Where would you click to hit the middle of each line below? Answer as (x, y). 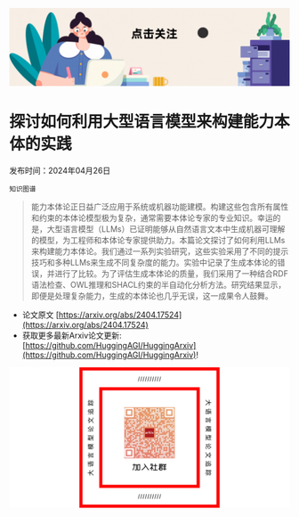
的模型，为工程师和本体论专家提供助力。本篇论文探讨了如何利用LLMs (158, 240)
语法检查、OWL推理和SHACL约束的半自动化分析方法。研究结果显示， (158, 284)
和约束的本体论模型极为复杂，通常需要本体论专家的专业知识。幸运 (152, 217)
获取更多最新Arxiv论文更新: (72, 335)
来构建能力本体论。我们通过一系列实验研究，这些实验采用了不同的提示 (160, 251)
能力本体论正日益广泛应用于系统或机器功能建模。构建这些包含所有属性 (160, 206)
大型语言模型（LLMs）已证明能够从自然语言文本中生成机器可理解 (166, 229)
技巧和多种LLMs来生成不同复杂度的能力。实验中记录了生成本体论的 (154, 262)
